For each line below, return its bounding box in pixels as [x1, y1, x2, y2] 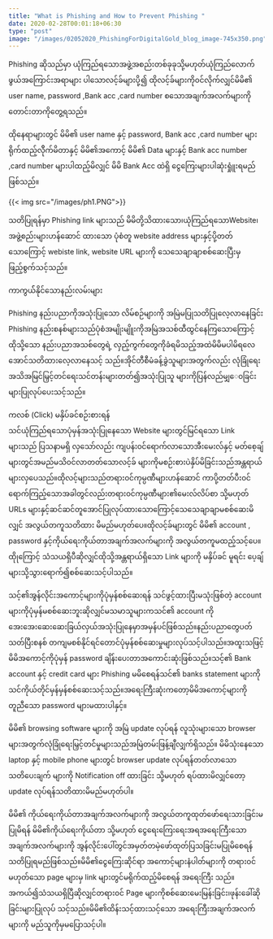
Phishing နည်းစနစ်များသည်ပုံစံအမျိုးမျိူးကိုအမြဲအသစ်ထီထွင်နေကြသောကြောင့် [8, 324, 255, 334]
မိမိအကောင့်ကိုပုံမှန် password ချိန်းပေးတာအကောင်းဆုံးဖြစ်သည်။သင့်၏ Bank [8, 654, 252, 663]
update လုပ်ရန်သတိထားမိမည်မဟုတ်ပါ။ [8, 786, 134, 797]
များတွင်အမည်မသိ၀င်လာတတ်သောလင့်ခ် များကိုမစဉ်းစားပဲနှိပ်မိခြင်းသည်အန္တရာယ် [8, 457, 262, 467]
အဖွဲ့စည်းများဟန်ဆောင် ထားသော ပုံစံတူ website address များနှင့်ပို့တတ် [8, 231, 233, 241]
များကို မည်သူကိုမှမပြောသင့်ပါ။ [8, 919, 106, 929]
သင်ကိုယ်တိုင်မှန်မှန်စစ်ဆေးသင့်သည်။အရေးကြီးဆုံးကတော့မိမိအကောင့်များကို [8, 685, 248, 695]
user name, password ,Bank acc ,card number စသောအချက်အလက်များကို [8, 91, 252, 101]
